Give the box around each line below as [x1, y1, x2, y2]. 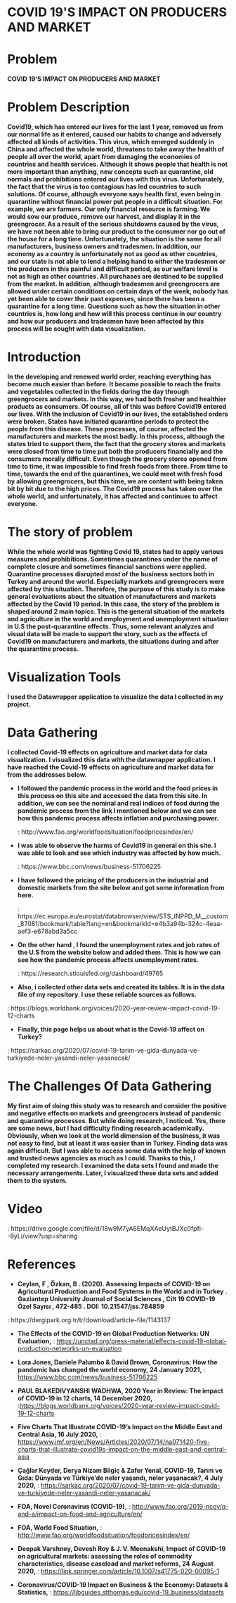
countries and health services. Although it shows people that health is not [7, 160, 228, 169]
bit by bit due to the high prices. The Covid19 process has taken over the [7, 485, 223, 493]
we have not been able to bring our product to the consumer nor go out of [7, 227, 226, 236]
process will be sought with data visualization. [7, 324, 146, 333]
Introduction [7, 349, 81, 365]
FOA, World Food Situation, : [17, 1523, 103, 1531]
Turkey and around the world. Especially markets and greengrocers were [7, 577, 225, 585]
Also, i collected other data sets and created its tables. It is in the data [17, 982, 225, 991]
